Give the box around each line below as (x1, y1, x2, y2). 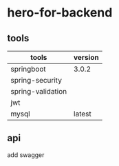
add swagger (7, 150, 45, 159)
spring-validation (10, 87, 67, 96)
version (73, 53, 99, 62)
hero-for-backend (7, 5, 113, 21)
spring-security (10, 76, 62, 85)
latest (73, 109, 91, 118)
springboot (10, 64, 46, 74)
